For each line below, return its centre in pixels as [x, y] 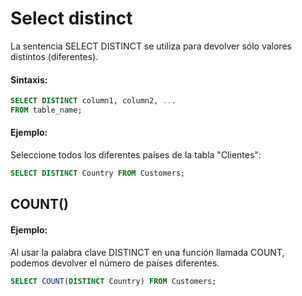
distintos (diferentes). [54, 56]
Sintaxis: [29, 79]
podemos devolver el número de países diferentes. [115, 263]
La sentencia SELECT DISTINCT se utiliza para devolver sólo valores [151, 46]
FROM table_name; [46, 110]
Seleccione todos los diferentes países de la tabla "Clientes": [136, 155]
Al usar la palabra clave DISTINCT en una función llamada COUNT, [147, 252]
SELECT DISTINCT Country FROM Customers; [98, 173]
